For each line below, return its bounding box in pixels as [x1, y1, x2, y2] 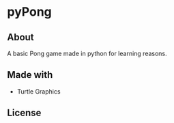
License [7, 107, 42, 119]
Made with [7, 69, 53, 81]
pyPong [7, 4, 53, 20]
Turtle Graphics [16, 87, 61, 96]
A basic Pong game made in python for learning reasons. [7, 49, 167, 57]
